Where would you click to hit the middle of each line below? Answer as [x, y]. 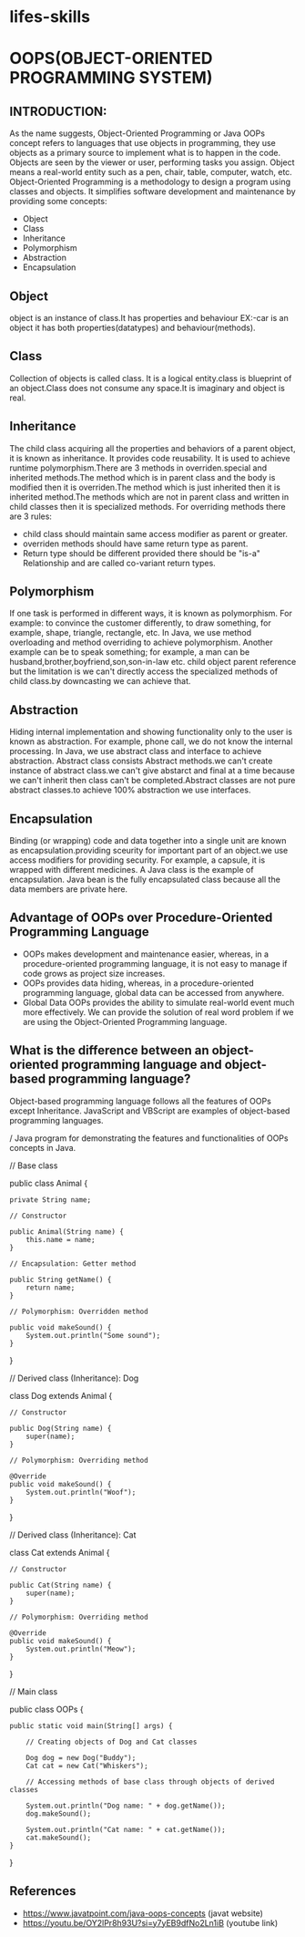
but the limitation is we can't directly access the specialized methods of [144, 671]
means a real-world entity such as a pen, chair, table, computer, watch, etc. [151, 172]
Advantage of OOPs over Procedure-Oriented [141, 918]
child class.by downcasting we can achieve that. [100, 681]
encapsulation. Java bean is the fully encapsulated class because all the [145, 880]
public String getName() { [61, 1279]
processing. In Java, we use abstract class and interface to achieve [136, 751]
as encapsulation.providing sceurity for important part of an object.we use [149, 851]
